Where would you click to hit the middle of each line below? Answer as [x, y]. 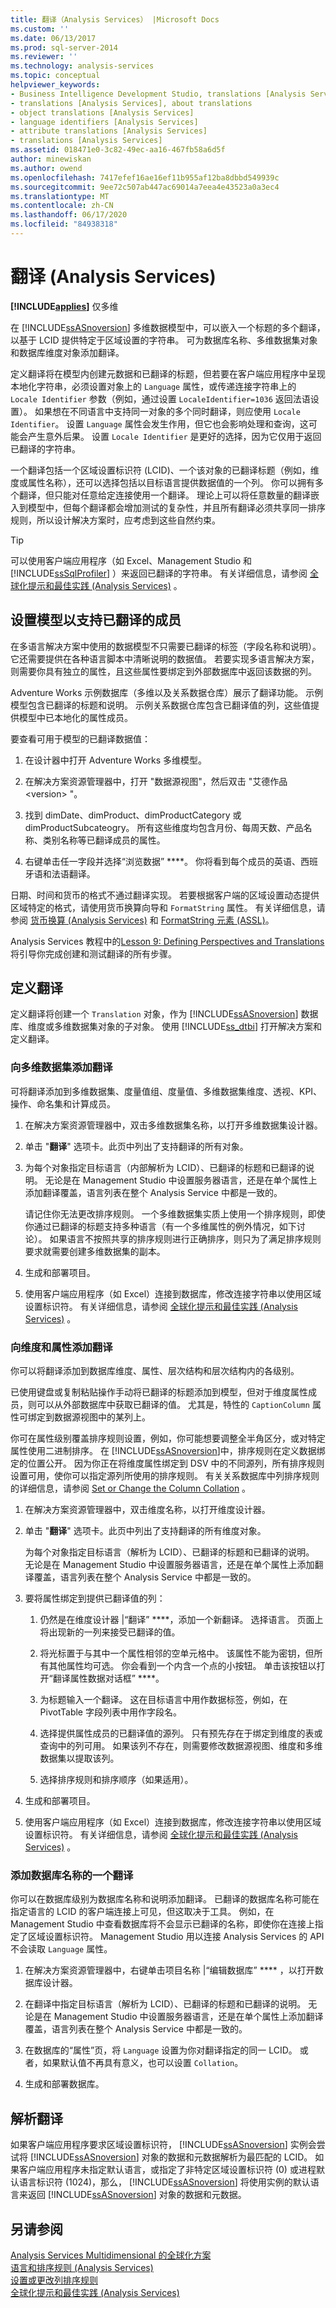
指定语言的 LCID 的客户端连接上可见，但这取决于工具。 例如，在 [142, 1912]
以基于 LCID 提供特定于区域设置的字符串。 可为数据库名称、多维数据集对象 [164, 340]
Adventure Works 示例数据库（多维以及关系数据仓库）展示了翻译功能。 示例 [167, 692]
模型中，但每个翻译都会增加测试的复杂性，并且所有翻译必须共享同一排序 [176, 507]
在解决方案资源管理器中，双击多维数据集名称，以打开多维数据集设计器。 [173, 1125]
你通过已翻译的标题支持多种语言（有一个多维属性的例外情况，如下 [160, 1226]
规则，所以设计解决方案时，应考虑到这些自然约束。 [115, 520]
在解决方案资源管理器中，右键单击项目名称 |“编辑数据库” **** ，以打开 [169, 1970]
